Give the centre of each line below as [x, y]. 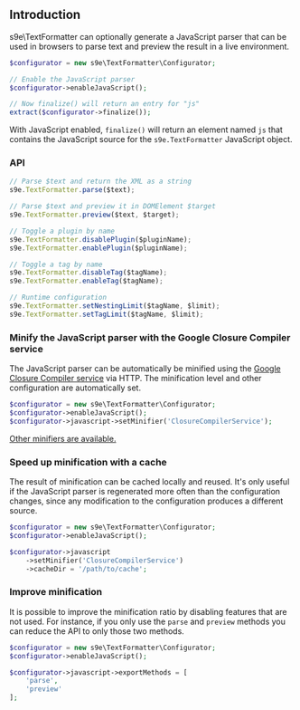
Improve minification [56, 592]
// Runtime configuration [58, 298]
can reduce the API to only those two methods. [97, 631]
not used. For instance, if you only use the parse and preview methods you [148, 621]
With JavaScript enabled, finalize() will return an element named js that [146, 130]
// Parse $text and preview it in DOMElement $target [113, 206]
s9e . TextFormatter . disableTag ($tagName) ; [89, 273]
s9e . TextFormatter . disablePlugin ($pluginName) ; [101, 239]
